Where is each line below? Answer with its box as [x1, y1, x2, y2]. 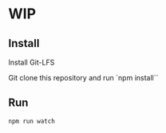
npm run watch [8, 117, 56, 125]
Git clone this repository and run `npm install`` [8, 73, 159, 82]
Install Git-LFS [8, 57, 55, 67]
